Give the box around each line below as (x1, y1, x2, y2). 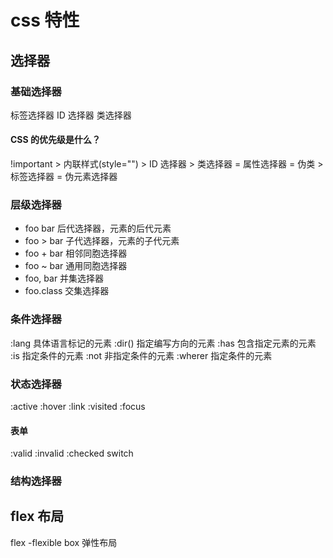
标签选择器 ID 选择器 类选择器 (10, 109, 132, 121)
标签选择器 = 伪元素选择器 (10, 171, 118, 183)
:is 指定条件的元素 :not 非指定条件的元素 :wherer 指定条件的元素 (10, 349, 273, 361)
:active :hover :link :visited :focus (10, 400, 146, 412)
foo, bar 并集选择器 (24, 272, 105, 285)
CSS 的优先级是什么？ (10, 134, 102, 146)
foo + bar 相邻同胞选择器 (24, 247, 128, 260)
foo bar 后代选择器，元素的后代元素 (24, 222, 172, 235)
